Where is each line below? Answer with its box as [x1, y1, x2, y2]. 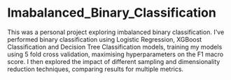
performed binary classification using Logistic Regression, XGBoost [7, 35, 202, 43]
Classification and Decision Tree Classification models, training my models [7, 42, 223, 51]
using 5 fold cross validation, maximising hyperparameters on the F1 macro [7, 50, 224, 58]
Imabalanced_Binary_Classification [7, 5, 217, 21]
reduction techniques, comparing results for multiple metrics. [7, 65, 184, 73]
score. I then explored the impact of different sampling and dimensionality [7, 57, 220, 65]
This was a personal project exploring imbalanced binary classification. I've [7, 28, 225, 36]
